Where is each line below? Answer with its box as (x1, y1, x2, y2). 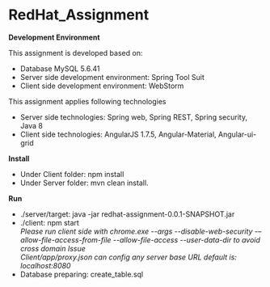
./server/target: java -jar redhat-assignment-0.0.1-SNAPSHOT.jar (19, 209, 235, 219)
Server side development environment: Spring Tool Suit (19, 72, 205, 82)
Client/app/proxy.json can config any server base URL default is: (19, 252, 237, 262)
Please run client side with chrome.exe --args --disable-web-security (19, 226, 253, 236)
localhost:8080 (19, 260, 71, 270)
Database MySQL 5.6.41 (19, 63, 100, 74)
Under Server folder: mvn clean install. (19, 178, 149, 188)
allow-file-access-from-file (19, 234, 112, 244)
